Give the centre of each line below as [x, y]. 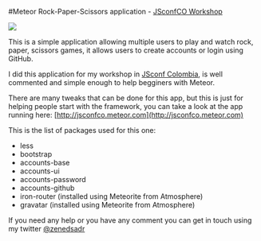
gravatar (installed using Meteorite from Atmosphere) [107, 205]
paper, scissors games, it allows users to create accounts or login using [126, 50]
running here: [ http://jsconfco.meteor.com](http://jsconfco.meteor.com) [126, 115]
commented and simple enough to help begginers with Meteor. [112, 82]
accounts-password [53, 179]
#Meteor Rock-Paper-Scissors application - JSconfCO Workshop [116, 12]
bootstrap [36, 154]
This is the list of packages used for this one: [82, 130]
